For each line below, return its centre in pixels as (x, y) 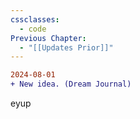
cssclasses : (35, 19)
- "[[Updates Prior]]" (66, 47)
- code (33, 29)
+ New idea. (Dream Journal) (71, 84)
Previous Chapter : (48, 38)
